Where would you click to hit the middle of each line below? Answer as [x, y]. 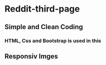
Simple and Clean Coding [44, 27]
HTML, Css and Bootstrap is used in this [53, 41]
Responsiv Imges [31, 56]
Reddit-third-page [42, 9]
